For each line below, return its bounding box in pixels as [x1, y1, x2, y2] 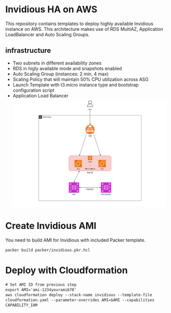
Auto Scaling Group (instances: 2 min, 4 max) [12, 71, 109, 77]
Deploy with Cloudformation [5, 265, 128, 276]
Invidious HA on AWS [5, 4, 98, 15]
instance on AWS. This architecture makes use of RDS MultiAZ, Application [5, 26, 163, 32]
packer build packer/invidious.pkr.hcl [5, 247, 91, 253]
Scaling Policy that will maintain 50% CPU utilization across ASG [12, 76, 149, 82]
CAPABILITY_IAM [5, 303, 38, 308]
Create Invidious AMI [5, 220, 97, 232]
